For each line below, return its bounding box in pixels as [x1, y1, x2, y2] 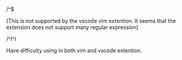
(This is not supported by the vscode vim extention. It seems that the [6, 17, 176, 24]
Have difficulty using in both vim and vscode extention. [6, 47, 142, 54]
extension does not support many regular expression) [6, 24, 139, 31]
